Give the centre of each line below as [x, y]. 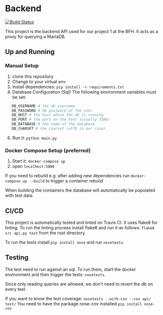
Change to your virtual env [39, 81]
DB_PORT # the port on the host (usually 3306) [61, 120]
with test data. [20, 196]
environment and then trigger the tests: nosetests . [55, 274]
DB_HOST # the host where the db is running [58, 115]
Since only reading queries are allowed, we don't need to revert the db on [79, 284]
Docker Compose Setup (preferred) [48, 150]
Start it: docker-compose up [39, 161]
